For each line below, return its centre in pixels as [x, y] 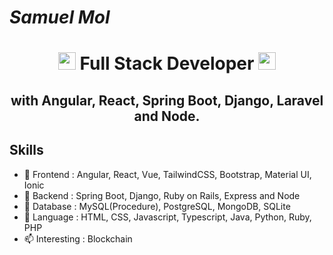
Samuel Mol [60, 17]
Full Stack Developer [167, 63]
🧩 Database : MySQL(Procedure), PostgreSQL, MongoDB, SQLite [157, 206]
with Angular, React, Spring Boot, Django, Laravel [167, 100]
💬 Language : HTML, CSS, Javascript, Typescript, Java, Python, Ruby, [167, 217]
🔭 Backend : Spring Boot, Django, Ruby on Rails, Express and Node [162, 195]
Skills [26, 150]
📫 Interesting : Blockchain [78, 238]
